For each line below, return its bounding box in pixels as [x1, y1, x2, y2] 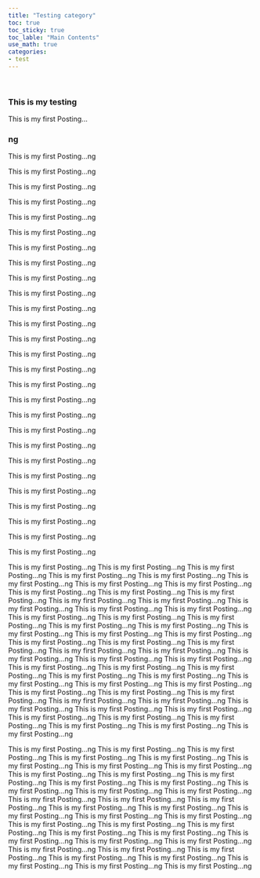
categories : [8, 48, 47, 56]
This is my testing [8, 96, 78, 107]
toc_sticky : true [8, 26, 65, 34]
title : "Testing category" [8, 11, 96, 20]
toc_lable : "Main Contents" [8, 33, 100, 42]
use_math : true [8, 41, 58, 49]
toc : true [8, 19, 41, 27]
